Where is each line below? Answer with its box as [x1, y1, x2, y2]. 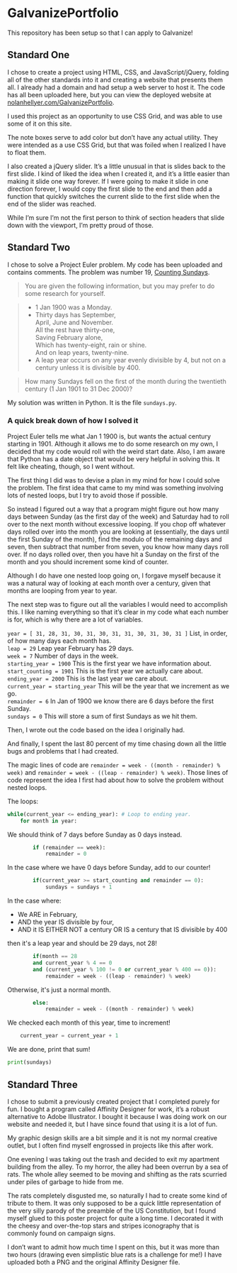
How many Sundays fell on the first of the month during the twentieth [24, 377, 226, 385]
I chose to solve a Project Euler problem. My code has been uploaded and [7, 260, 223, 269]
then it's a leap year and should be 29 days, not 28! [7, 939, 158, 948]
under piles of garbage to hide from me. [7, 1177, 124, 1186]
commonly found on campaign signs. [7, 1229, 115, 1238]
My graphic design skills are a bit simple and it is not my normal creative [7, 1133, 218, 1142]
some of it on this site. [7, 119, 72, 128]
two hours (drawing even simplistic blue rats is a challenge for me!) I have [7, 1250, 222, 1259]
